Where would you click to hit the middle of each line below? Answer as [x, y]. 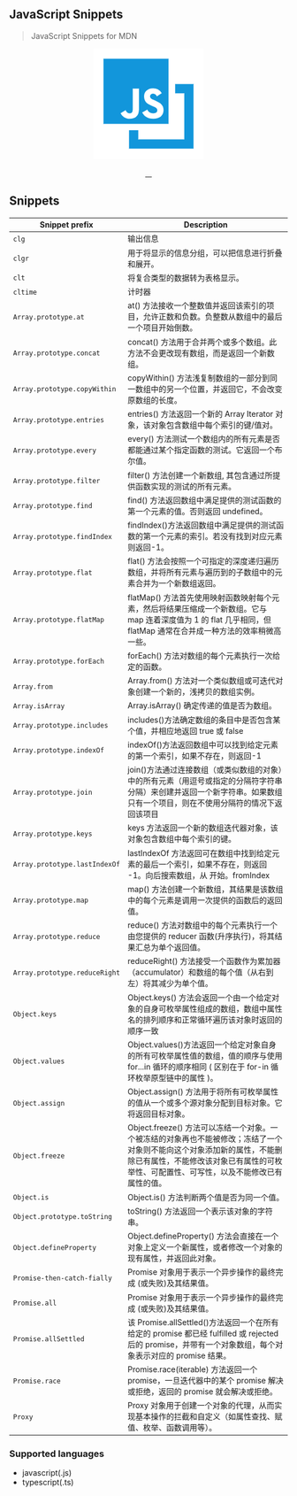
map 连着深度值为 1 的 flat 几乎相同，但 [199, 620]
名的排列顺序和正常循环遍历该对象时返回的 [205, 1019]
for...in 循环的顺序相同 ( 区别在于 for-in [198, 1067]
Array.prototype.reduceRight [67, 973]
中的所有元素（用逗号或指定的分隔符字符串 [205, 781]
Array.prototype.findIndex [62, 536]
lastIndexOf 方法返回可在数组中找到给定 [200, 852]
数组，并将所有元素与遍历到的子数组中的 [202, 572]
